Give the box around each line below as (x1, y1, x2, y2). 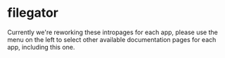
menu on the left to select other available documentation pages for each (7, 35, 217, 43)
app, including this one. (7, 43, 75, 51)
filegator (7, 5, 58, 21)
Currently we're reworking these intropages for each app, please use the (7, 28, 218, 36)
